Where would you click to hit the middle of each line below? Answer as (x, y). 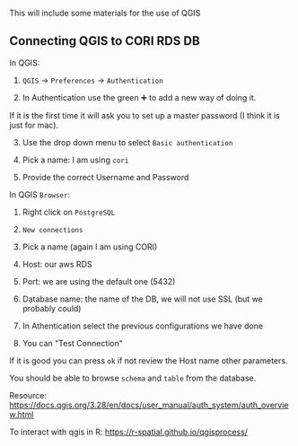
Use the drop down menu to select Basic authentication (127, 142)
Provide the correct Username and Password (105, 177)
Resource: (28, 395)
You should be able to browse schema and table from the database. (133, 378)
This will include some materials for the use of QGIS (105, 13)
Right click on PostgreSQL (69, 212)
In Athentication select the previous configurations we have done (142, 326)
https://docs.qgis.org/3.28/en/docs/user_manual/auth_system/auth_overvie (149, 405)
